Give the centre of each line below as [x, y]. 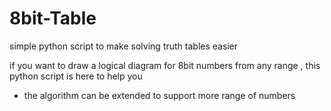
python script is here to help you [76, 76]
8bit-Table [53, 18]
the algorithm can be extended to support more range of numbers [159, 95]
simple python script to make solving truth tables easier [124, 46]
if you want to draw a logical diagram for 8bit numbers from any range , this [165, 65]
